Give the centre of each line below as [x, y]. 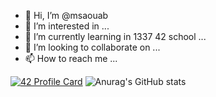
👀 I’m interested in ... [67, 26]
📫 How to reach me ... [71, 58]
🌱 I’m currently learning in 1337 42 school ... [115, 36]
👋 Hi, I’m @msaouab [66, 15]
